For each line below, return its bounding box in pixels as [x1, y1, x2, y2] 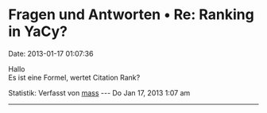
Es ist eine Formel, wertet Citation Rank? [8, 72, 141, 82]
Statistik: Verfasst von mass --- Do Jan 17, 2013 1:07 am [8, 88, 191, 97]
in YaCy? [8, 22, 68, 41]
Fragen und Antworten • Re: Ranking [8, 6, 254, 24]
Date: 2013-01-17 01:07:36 [8, 49, 94, 58]
